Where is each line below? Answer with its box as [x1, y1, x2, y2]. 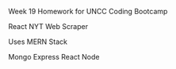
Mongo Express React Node [8, 53, 100, 61]
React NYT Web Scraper [8, 22, 89, 31]
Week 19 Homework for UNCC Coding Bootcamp [8, 7, 168, 16]
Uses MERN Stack [8, 37, 68, 46]
